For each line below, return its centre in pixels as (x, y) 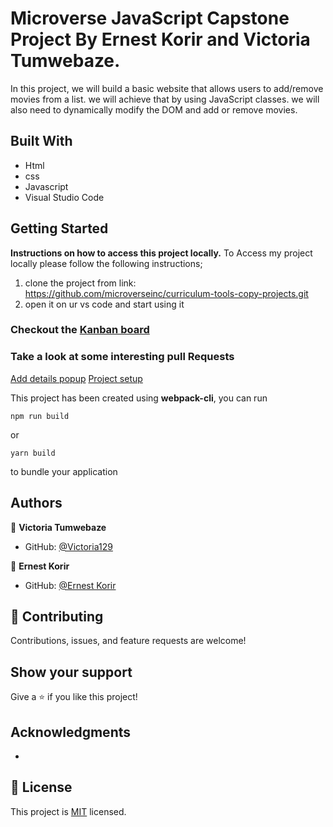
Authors (36, 503)
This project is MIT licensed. (68, 811)
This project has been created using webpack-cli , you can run (139, 398)
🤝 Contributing (57, 616)
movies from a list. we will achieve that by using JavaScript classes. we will (165, 99)
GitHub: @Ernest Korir (70, 585)
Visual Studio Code (64, 197)
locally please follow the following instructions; (106, 263)
